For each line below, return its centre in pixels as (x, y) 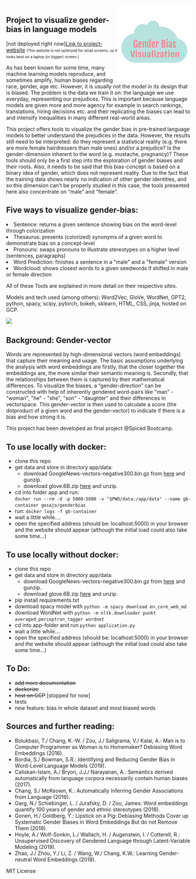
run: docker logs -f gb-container (55, 511)
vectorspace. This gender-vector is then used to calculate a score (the (92, 404)
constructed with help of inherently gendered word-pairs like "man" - (90, 392)
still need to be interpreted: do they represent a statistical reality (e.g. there (97, 141)
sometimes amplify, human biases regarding (60, 80)
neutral (23, 859)
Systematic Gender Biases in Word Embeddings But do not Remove (96, 822)
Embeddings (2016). (39, 753)
